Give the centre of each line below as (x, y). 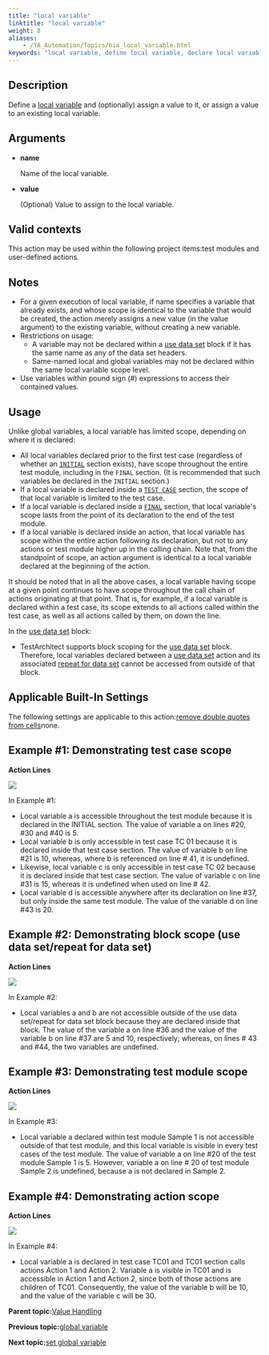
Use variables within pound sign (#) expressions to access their (125, 378)
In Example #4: (33, 1246)
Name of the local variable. (64, 173)
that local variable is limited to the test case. (92, 498)
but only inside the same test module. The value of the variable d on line (139, 901)
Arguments (37, 138)
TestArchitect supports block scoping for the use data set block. (126, 647)
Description (38, 85)
